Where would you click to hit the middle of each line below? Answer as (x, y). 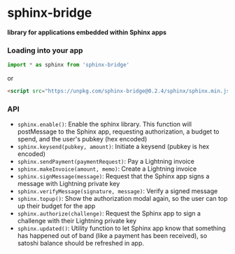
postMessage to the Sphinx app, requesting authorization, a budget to (118, 132)
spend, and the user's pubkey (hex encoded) (82, 139)
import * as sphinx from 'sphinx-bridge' (69, 65)
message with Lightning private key (69, 184)
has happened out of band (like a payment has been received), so (112, 236)
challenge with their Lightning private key (77, 221)
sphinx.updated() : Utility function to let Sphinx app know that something (121, 228)
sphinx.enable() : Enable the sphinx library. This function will (105, 125)
